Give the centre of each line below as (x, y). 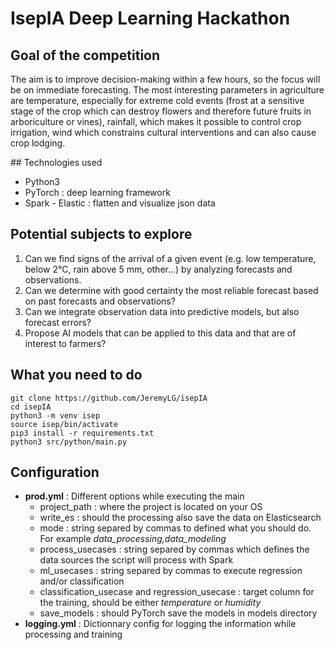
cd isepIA (31, 407)
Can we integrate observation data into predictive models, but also (162, 311)
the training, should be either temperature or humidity (150, 603)
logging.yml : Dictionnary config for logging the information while (160, 624)
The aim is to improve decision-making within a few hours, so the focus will (165, 79)
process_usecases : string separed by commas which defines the (174, 549)
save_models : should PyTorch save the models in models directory (178, 613)
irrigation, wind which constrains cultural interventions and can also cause (163, 132)
